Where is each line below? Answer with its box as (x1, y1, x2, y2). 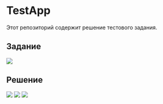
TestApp (6, 4, 51, 18)
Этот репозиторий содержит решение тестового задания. (6, 24, 158, 31)
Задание (6, 41, 42, 52)
